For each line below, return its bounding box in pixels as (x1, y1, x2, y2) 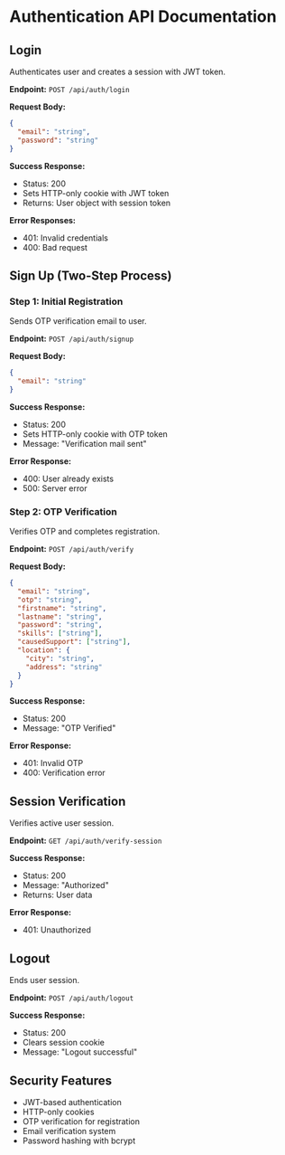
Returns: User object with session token (22, 197, 171, 208)
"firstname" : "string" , (17, 603, 106, 612)
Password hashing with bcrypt (22, 1135, 136, 1146)
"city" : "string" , (25, 654, 95, 663)
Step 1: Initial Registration (9, 295, 124, 308)
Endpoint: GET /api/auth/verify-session (9, 835, 162, 847)
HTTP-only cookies (22, 1106, 95, 1117)
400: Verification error (22, 767, 106, 779)
